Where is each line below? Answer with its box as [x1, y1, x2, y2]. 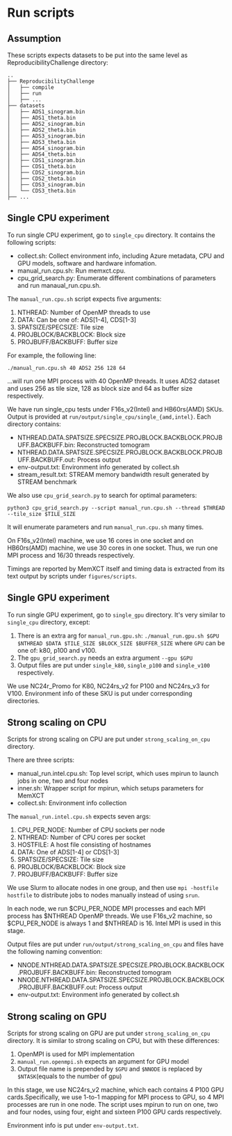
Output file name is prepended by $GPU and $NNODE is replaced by [17, 1065, 203, 1073]
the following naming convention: [7, 948, 103, 956]
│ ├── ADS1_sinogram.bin [7, 108, 85, 115]
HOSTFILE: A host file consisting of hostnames [17, 841, 151, 849]
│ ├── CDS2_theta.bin [7, 175, 76, 182]
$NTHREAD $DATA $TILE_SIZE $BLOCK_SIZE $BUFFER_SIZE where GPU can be [17, 638, 226, 647]
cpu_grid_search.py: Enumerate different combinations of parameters [17, 273, 217, 282]
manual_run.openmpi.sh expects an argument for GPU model [17, 1057, 190, 1066]
